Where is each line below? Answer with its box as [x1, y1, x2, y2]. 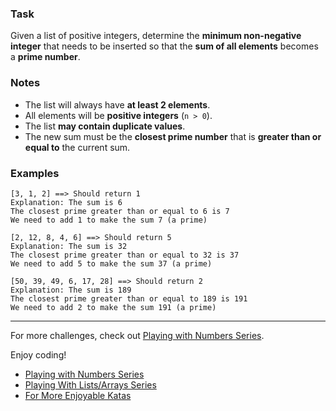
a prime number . [10, 51, 81, 63]
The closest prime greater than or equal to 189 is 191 [10, 293, 248, 304]
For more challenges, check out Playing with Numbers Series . [10, 329, 265, 341]
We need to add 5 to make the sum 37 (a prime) [10, 258, 213, 269]
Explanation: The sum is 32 [10, 241, 128, 251]
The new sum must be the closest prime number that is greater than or [24, 130, 322, 142]
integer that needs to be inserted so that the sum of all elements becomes [10, 40, 319, 52]
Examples [10, 166, 60, 180]
